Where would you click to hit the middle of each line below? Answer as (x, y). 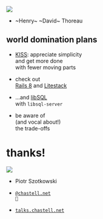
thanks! (26, 153)
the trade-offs (32, 128)
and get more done (39, 61)
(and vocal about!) (38, 122)
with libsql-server (39, 104)
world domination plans (52, 40)
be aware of (30, 115)
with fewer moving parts (45, 67)
